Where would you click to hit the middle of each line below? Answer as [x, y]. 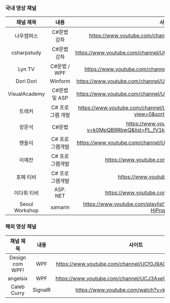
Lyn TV [26, 69]
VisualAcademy [26, 94]
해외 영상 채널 [21, 226]
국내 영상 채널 [21, 8]
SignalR [42, 290]
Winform [60, 81]
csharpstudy [26, 53]
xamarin [60, 207]
